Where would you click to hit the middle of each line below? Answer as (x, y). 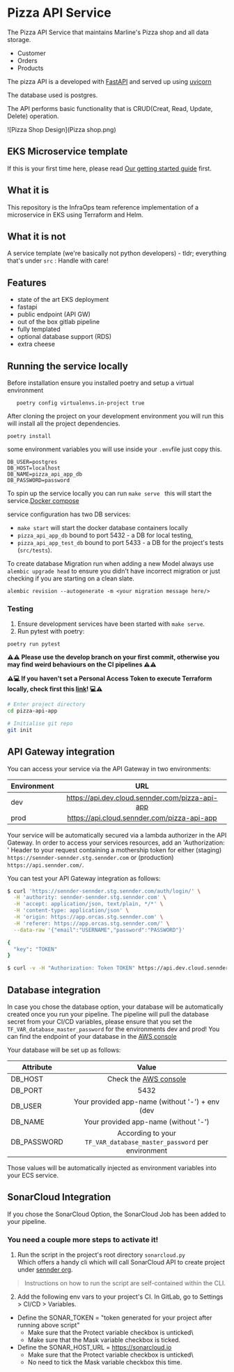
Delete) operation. (33, 116)
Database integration (54, 990)
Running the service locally (68, 366)
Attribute (37, 1067)
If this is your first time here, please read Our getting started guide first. (110, 168)
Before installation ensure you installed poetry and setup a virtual (101, 383)
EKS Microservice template (68, 152)
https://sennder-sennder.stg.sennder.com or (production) (91, 857)
